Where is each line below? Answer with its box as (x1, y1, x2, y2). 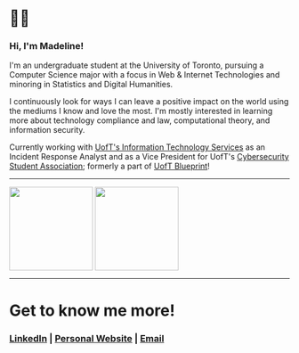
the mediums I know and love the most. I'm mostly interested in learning (9, 106, 273, 117)
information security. (9, 125, 85, 135)
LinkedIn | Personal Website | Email (9, 332, 165, 344)
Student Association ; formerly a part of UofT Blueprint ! (9, 160, 211, 172)
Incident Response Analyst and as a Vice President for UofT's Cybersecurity (9, 152, 289, 162)
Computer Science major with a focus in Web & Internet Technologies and (9, 70, 280, 80)
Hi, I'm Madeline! (9, 40, 85, 53)
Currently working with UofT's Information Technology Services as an (9, 142, 265, 152)
